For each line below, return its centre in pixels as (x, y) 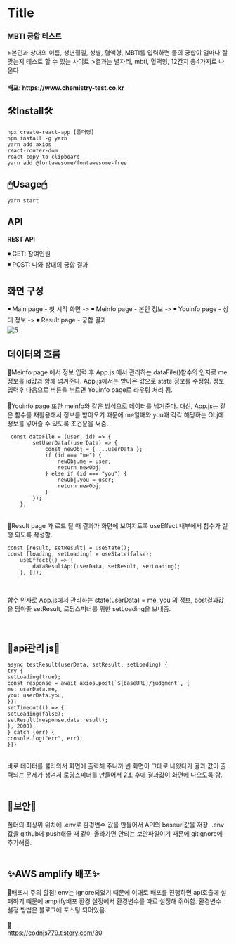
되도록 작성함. (33, 535)
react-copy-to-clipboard (44, 157)
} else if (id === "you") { (86, 474)
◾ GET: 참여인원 (29, 254)
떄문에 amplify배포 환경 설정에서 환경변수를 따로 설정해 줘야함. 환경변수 (124, 901)
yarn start (23, 201)
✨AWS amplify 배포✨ (53, 874)
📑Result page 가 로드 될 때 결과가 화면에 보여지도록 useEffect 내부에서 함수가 (114, 526)
